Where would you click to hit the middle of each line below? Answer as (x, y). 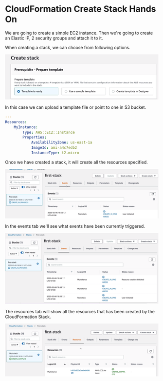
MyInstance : (26, 127)
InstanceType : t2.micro (55, 153)
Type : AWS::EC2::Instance (49, 132)
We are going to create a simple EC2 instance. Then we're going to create (79, 33)
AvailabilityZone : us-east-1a (62, 142)
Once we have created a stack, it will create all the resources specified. (77, 162)
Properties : (35, 138)
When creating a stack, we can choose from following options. (68, 47)
